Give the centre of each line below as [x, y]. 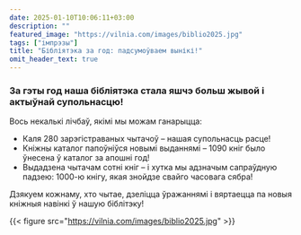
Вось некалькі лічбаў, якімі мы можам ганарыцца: [106, 121]
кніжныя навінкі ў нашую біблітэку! [77, 204]
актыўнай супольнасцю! [66, 101]
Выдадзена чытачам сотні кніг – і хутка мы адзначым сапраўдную [150, 168]
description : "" [40, 26]
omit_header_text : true [54, 59]
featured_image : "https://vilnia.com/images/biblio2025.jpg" [126, 34]
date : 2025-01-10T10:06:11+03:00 [72, 17]
